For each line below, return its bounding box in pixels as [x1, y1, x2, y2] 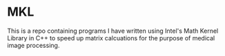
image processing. [7, 41, 60, 49]
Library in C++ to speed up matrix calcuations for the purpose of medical [7, 33, 215, 42]
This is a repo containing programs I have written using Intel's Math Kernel [7, 27, 219, 35]
